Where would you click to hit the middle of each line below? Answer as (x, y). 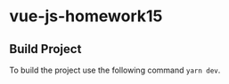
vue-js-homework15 (86, 16)
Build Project (45, 49)
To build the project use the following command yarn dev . (115, 70)
